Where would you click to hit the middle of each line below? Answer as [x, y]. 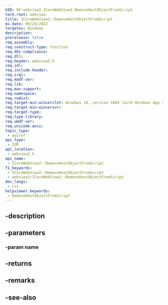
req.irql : [15, 75]
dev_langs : [16, 182]
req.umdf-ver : [20, 121]
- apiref [16, 135]
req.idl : [14, 65]
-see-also [21, 297]
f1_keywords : [19, 168]
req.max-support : [23, 89]
